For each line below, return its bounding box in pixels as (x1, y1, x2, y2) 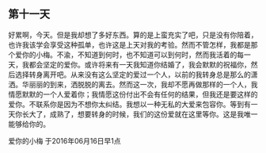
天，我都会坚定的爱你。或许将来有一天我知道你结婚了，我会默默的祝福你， (8, 59, 251, 69)
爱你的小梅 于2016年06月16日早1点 (8, 136, 121, 145)
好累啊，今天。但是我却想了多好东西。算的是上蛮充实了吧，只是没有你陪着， (8, 30, 258, 40)
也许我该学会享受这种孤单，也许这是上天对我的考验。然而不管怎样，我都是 (8, 40, 251, 49)
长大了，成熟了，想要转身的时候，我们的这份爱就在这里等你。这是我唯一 (21, 109, 258, 119)
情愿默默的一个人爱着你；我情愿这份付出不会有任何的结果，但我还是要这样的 (8, 90, 258, 99)
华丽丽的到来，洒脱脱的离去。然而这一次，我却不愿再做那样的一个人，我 (21, 79, 258, 89)
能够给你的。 (8, 119, 50, 128)
